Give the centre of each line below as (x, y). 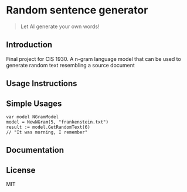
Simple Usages (34, 103)
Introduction (29, 45)
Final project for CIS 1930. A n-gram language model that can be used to (94, 59)
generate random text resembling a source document (70, 65)
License (21, 170)
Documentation (35, 150)
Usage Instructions (42, 83)
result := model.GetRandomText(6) (48, 127)
